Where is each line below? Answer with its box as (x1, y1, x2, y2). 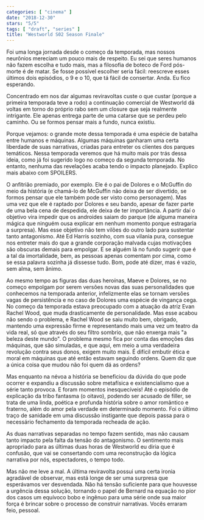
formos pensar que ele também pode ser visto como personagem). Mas (6, 194, 187, 201)
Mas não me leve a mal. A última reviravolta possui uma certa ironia (6, 468, 175, 475)
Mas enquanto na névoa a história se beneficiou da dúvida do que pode (6, 373, 187, 380)
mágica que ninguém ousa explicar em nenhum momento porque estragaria (6, 220, 197, 227)
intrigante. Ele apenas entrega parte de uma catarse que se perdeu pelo (6, 112, 187, 119)
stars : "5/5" (6, 20, 40, 26)
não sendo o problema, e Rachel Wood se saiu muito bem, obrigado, (6, 316, 178, 323)
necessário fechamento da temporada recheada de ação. (6, 418, 150, 426)
